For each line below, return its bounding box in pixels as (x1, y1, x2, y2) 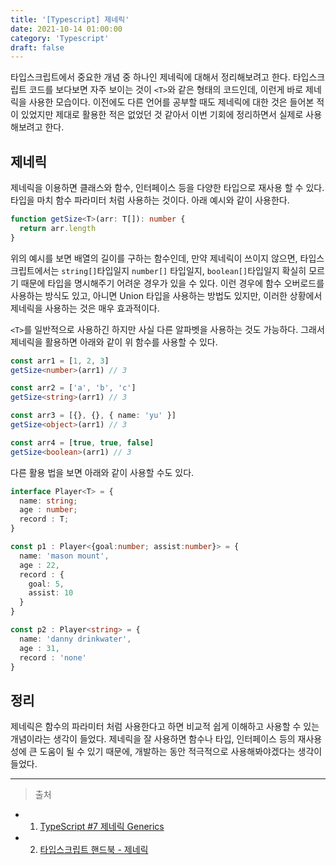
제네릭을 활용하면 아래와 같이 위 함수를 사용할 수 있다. (10, 336, 218, 348)
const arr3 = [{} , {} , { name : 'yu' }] (10, 411, 177, 421)
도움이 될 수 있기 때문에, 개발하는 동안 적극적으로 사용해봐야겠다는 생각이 (39, 746, 323, 758)
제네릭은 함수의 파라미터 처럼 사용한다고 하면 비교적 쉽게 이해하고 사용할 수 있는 (10, 721, 320, 733)
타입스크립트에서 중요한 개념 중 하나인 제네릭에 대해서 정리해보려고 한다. (10, 71, 291, 83)
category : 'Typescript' (10, 33, 110, 43)
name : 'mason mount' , (19, 551, 110, 561)
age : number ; (19, 505, 78, 515)
